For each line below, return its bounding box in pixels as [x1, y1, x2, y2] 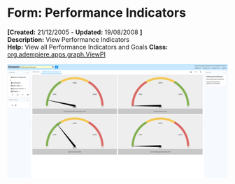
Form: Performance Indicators [7, 5, 187, 21]
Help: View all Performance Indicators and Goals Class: [7, 43, 168, 51]
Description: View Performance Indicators [7, 35, 130, 43]
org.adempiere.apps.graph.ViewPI [7, 50, 106, 59]
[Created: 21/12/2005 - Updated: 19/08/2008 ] [7, 28, 143, 36]
